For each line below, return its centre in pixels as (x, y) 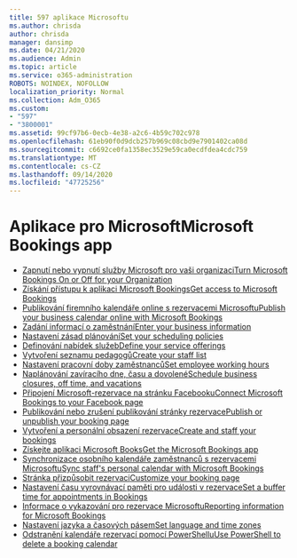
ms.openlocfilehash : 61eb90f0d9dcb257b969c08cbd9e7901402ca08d (129, 141)
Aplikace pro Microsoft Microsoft (132, 227)
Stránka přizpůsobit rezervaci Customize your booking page (131, 478)
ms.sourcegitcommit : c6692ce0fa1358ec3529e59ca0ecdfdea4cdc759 (129, 149)
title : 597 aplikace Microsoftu (69, 17)
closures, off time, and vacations (82, 384)
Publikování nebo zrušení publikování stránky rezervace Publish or (142, 412)
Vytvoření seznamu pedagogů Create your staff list (114, 355)
